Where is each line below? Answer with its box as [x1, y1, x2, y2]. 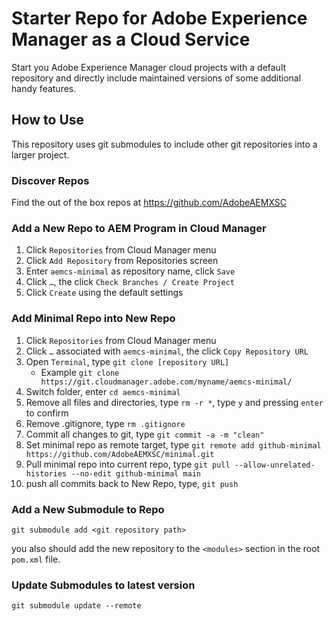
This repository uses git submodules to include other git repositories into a [11, 138, 318, 150]
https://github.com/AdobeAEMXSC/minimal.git [25, 449, 215, 459]
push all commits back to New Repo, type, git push [25, 477, 239, 489]
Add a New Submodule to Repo [11, 502, 165, 516]
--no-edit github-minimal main [70, 468, 201, 479]
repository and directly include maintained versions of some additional [11, 72, 302, 84]
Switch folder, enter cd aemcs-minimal [25, 385, 181, 397]
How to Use [11, 112, 85, 129]
